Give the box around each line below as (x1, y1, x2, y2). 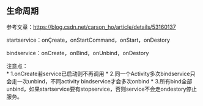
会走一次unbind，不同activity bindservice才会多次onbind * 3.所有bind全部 (6, 77, 193, 85)
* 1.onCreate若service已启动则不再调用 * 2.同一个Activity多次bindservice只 (6, 70, 196, 77)
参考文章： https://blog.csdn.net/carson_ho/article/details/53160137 (6, 23, 176, 31)
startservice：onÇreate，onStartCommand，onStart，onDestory (6, 36, 170, 44)
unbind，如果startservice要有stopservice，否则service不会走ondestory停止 (6, 85, 197, 93)
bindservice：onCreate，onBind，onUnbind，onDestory (6, 49, 149, 56)
